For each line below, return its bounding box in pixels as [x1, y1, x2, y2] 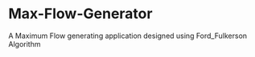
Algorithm [8, 39, 41, 48]
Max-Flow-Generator [8, 5, 153, 23]
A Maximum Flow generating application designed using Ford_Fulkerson [8, 31, 248, 40]
